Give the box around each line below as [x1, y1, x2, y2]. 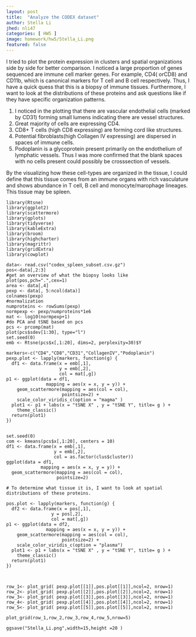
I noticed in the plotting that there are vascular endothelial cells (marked [14, 107, 191, 114]
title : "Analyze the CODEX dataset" [6, 14, 99, 20]
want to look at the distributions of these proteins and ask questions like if [6, 90, 187, 97]
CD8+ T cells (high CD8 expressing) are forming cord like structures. [14, 126, 183, 133]
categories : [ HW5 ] [6, 31, 57, 37]
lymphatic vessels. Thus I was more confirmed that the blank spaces [14, 151, 182, 158]
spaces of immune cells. [14, 139, 75, 146]
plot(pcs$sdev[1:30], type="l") [6, 329, 86, 335]
